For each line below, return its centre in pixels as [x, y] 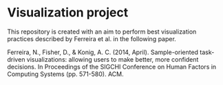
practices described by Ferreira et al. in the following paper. [92, 38]
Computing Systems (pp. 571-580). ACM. [65, 74]
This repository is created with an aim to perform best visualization [102, 32]
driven [16, 59]
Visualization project [68, 13]
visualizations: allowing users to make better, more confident [113, 59]
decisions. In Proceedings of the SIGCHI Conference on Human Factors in [112, 66]
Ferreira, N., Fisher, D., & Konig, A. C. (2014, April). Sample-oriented [103, 52]
